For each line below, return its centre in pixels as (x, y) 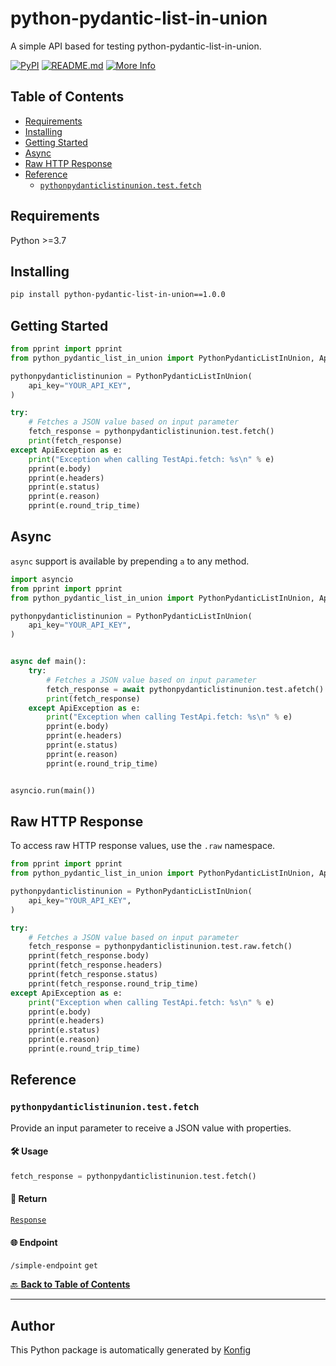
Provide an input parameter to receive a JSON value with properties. (151, 1128)
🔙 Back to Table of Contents (70, 1284)
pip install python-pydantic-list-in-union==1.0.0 (118, 295)
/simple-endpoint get (54, 1266)
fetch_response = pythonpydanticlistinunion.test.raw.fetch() (160, 947)
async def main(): (48, 662)
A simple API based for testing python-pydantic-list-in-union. (136, 46)
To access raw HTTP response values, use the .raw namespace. (143, 846)
